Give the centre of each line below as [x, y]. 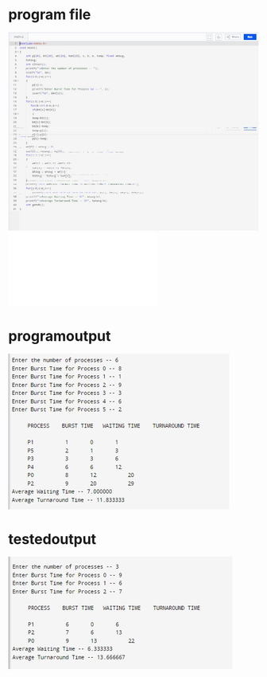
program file [50, 15]
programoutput [60, 336]
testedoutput [52, 539]
